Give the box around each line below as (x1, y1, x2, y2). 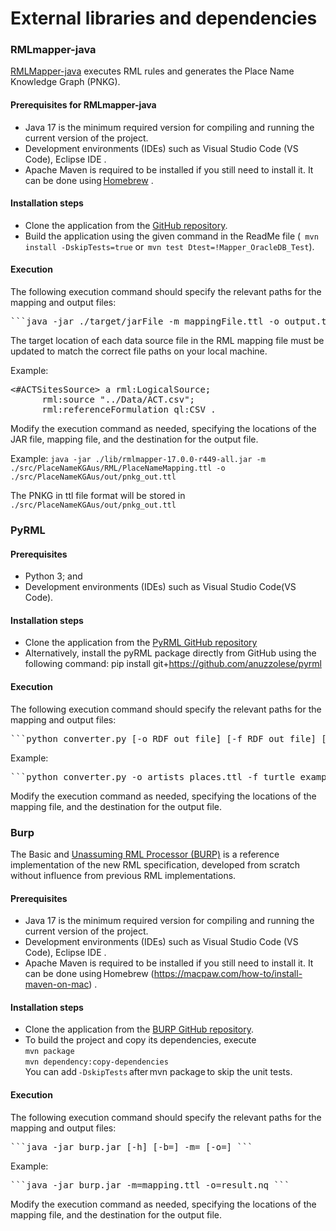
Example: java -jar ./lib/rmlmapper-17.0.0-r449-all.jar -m (10, 453, 266, 465)
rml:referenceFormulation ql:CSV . (41, 404, 217, 416)
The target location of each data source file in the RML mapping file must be (10, 335, 325, 347)
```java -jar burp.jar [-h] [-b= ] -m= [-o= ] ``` (10, 1141, 253, 1152)
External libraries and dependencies (10, 7, 318, 30)
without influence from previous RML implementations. (10, 869, 237, 881)
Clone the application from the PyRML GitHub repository (24, 637, 258, 649)
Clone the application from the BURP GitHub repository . (24, 1023, 254, 1036)
